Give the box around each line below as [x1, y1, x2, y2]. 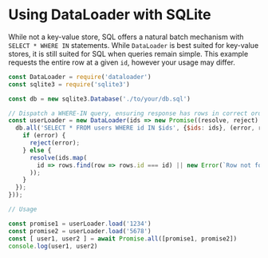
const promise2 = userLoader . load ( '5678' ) [8, 227, 152, 235]
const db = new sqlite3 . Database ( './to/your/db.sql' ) [8, 94, 191, 103]
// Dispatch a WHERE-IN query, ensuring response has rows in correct [8, 109, 248, 117]
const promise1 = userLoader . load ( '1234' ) [8, 220, 152, 228]
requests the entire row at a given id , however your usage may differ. [8, 58, 235, 67]
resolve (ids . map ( [29, 153, 88, 161]
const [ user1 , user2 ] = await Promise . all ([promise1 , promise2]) [8, 234, 238, 243]
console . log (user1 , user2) [8, 242, 98, 250]
